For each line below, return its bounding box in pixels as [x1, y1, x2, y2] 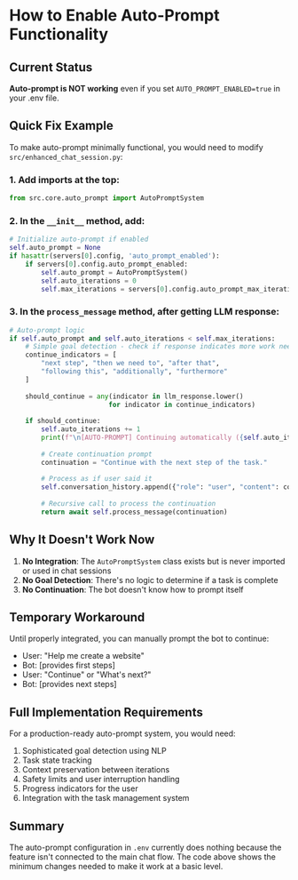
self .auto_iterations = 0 [41, 276, 137, 285]
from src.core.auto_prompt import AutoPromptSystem [9, 194, 204, 203]
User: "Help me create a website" [21, 651, 145, 661]
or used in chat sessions [21, 565, 112, 576]
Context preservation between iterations [21, 764, 170, 775]
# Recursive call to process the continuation [41, 500, 216, 508]
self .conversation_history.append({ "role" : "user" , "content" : [41, 483, 279, 492]
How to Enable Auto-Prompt [9, 5, 220, 26]
